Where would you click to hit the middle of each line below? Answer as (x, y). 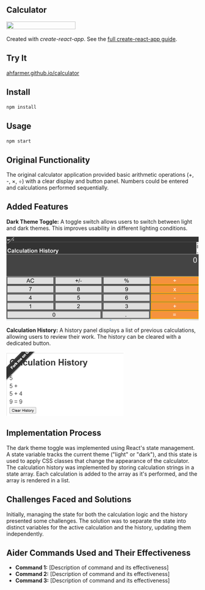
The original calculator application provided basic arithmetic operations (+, (100, 175)
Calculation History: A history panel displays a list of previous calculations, (101, 330)
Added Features (38, 207)
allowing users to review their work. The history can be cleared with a (94, 336)
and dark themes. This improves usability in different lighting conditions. (97, 228)
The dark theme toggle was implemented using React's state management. (101, 448)
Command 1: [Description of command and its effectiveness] (92, 567)
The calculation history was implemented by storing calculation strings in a (100, 467)
